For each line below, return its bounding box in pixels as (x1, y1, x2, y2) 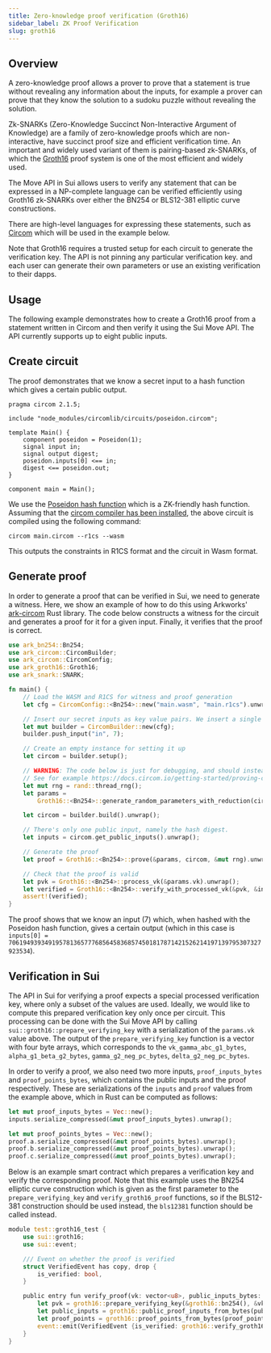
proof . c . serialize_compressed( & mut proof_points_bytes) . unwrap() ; (8, 1152, 236, 1161)
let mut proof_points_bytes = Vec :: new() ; (8, 1129, 153, 1138)
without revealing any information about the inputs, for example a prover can (8, 86, 263, 97)
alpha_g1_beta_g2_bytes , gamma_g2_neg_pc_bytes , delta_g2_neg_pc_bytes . (8, 1050, 250, 1060)
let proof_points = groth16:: (37, 1314, 139, 1322)
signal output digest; (23, 450, 99, 458)
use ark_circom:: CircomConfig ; (8, 656, 114, 664)
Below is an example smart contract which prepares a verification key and (8, 1167, 254, 1177)
